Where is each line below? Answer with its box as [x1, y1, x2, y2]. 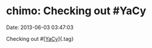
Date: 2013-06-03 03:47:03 [6, 24, 74, 31]
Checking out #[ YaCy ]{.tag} [6, 35, 74, 42]
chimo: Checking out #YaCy [6, 4, 147, 18]
